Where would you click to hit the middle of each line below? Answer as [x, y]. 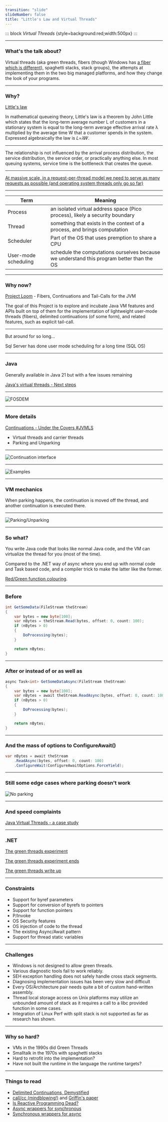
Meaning [105, 200]
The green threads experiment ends [42, 861]
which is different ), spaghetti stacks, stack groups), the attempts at [74, 67]
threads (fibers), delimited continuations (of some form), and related [75, 317]
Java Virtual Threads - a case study [42, 823]
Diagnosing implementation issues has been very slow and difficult [81, 981]
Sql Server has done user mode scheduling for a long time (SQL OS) [75, 346]
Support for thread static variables [48, 937]
